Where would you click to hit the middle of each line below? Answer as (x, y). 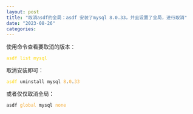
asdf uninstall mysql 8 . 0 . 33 (43, 82)
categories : (21, 29)
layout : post (23, 12)
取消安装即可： (25, 70)
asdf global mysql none (36, 106)
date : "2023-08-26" (31, 23)
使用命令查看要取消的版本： (41, 47)
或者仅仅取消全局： (30, 94)
